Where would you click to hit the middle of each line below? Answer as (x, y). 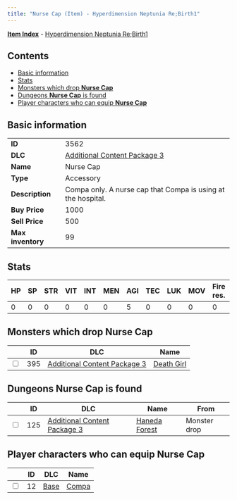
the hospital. (86, 199)
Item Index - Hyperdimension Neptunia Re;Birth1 (78, 34)
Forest (147, 429)
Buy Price (28, 210)
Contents (28, 56)
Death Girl (170, 363)
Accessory (83, 178)
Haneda (149, 420)
